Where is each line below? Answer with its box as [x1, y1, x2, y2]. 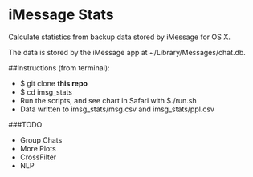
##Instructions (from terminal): [8, 62, 110, 73]
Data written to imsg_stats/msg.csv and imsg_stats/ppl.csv [19, 104, 215, 114]
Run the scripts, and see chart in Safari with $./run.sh [19, 95, 197, 105]
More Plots [19, 143, 56, 153]
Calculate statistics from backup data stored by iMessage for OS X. [8, 32, 231, 42]
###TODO [8, 119, 43, 129]
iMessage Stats [8, 6, 114, 24]
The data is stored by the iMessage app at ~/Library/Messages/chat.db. [8, 47, 247, 57]
